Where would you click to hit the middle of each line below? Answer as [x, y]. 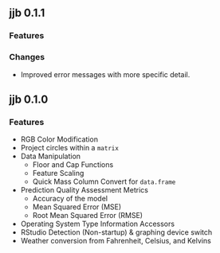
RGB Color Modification [59, 139]
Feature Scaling [58, 173]
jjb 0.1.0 [29, 99]
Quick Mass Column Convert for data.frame [104, 181]
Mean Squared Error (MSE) [77, 207]
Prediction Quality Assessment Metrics [84, 190]
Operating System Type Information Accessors [97, 224]
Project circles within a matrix [69, 148]
